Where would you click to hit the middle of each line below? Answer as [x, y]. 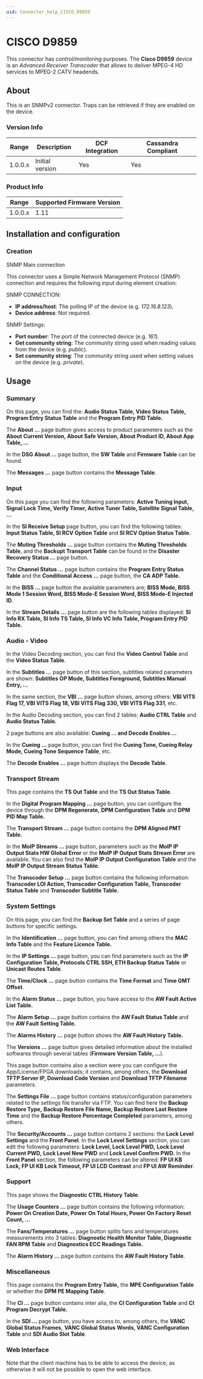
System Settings [31, 906]
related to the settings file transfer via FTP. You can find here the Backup [97, 1102]
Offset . [15, 987]
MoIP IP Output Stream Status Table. [53, 866]
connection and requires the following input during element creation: [92, 283]
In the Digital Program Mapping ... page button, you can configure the [94, 804]
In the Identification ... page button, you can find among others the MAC [97, 937]
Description [54, 147]
